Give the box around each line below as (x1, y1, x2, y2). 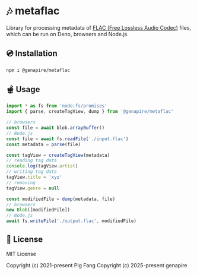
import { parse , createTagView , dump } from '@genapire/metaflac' (6, 109, 174, 115)
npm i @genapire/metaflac (6, 67, 70, 73)
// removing (6, 179, 36, 185)
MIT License (6, 250, 37, 257)
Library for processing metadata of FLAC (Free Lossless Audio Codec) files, (6, 24, 192, 31)
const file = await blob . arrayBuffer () (6, 125, 105, 131)
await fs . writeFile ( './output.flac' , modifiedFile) (6, 218, 136, 224)
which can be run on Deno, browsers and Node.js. (6, 30, 129, 37)
